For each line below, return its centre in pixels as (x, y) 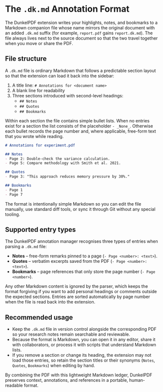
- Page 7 (14, 194)
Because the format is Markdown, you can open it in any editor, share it (84, 340)
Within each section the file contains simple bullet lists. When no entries (77, 120)
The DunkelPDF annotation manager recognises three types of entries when (81, 241)
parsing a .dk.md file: (26, 247)
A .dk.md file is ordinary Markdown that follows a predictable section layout (81, 70)
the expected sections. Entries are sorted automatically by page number (78, 297)
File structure (26, 59)
